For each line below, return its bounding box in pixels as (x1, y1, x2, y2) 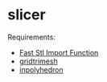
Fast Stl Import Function (19, 47, 99, 57)
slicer (7, 6, 46, 24)
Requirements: (7, 32, 56, 42)
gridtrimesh (19, 56, 58, 66)
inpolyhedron (19, 64, 64, 74)
